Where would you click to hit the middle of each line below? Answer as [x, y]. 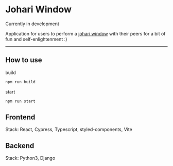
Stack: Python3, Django [30, 158]
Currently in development [32, 24]
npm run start [21, 101]
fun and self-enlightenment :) [36, 39]
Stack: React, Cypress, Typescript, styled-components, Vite [69, 130]
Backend [20, 146]
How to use [24, 60]
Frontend [20, 117]
